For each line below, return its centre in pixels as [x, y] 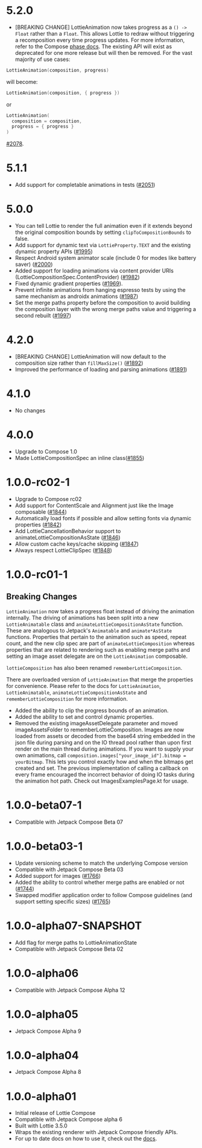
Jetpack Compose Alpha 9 [48, 1031]
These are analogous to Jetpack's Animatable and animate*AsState [89, 630]
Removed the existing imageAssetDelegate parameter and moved [96, 723]
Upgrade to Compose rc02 [48, 499]
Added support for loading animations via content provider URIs [94, 271]
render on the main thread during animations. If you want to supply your [104, 749]
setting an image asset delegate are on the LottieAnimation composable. [97, 656]
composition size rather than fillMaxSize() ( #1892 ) [79, 363]
